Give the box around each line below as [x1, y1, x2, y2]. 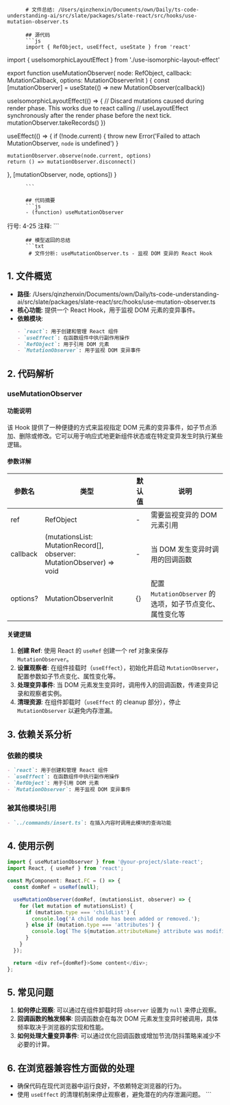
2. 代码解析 [7, 367, 54, 379]
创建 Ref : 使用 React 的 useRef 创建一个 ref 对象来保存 [16, 646, 169, 655]
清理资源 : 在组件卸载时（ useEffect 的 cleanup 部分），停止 [16, 698, 181, 706]
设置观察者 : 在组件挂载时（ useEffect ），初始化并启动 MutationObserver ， [16, 664, 222, 672]
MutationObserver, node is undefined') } [7, 139, 118, 147]
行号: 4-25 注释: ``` [7, 222, 60, 230]
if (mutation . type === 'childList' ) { [25, 909, 136, 916]
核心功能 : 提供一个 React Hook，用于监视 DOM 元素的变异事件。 [16, 306, 199, 314]
